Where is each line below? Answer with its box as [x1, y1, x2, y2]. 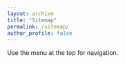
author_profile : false [7, 29, 73, 37]
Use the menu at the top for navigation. [7, 49, 119, 57]
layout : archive [7, 10, 54, 17]
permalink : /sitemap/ [7, 23, 70, 30]
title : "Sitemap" [7, 17, 57, 24]
